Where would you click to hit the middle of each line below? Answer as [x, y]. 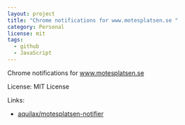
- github [26, 46]
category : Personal [36, 27]
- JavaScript [33, 53]
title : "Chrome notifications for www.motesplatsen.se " [93, 20]
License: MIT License [38, 86]
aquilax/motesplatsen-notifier [60, 114]
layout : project [31, 14]
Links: [16, 100]
